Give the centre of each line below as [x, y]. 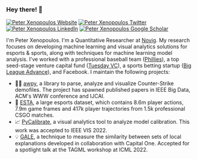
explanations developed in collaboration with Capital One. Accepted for [102, 144]
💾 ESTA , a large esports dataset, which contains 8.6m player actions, [99, 102]
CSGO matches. [35, 115]
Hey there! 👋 [24, 10]
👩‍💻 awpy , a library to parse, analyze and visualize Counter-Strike [94, 83]
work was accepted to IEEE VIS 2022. [61, 130]
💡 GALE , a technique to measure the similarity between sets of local [98, 137]
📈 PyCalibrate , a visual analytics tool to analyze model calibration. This [102, 122]
